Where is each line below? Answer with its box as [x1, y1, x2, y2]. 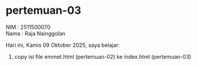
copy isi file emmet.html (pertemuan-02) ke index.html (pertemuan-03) [14, 53, 192, 60]
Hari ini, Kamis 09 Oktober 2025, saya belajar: [5, 41, 120, 49]
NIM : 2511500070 [5, 23, 51, 31]
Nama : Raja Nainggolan [5, 29, 66, 37]
